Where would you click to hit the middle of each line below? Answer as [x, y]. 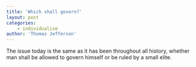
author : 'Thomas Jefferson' [42, 34]
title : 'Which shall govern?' [44, 12]
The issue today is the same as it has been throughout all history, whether [98, 51]
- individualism [38, 28]
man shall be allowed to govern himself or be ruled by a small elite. [89, 57]
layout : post [23, 17]
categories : [21, 23]
